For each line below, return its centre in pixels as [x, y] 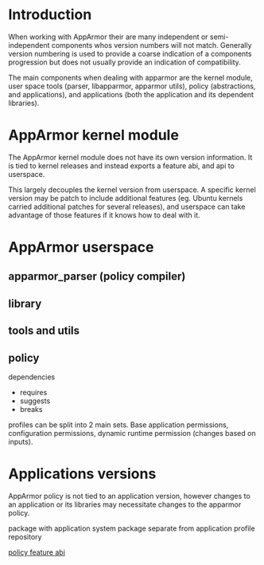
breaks [31, 410]
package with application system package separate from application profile [132, 528]
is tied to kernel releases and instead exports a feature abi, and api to [121, 166]
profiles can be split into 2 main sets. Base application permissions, [118, 425]
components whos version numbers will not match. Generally [151, 45]
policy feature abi [37, 552]
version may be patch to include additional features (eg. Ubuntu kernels [126, 198]
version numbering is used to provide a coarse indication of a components [130, 53]
